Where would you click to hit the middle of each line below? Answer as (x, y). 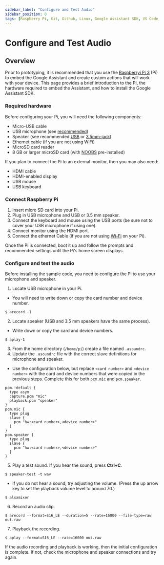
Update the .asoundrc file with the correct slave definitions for (74, 354)
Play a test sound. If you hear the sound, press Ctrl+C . (67, 465)
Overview (20, 61)
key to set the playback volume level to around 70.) (63, 489)
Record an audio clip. (33, 507)
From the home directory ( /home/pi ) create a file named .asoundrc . (79, 349)
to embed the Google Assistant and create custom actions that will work (77, 78)
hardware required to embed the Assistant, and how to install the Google (78, 88)
